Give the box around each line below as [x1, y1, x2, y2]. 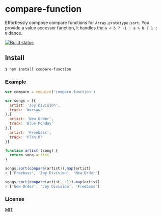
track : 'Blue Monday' [9, 121, 54, 126]
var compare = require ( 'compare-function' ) [5, 89, 96, 94]
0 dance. [5, 30, 23, 36]
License [5, 195, 25, 202]
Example [5, 78, 27, 85]
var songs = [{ [5, 98, 36, 103]
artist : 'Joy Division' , [9, 103, 60, 108]
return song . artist [9, 153, 50, 158]
